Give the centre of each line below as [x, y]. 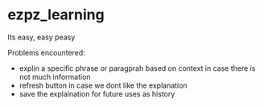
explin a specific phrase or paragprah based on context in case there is [137, 68]
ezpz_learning [56, 15]
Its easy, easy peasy [41, 37]
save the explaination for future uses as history [97, 93]
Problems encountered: [46, 52]
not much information [55, 76]
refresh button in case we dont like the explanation [103, 85]
